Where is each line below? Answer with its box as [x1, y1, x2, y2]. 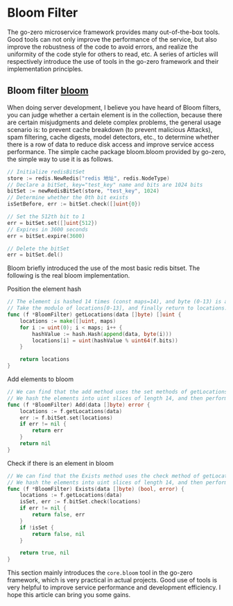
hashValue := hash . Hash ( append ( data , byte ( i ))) [32, 330, 172, 337]
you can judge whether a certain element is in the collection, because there [7, 110, 223, 119]
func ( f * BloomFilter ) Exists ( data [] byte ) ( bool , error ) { [7, 485, 185, 492]
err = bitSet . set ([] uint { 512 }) [7, 219, 98, 226]
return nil [19, 440, 51, 447]
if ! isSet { [19, 524, 54, 531]
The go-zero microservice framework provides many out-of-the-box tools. [7, 28, 221, 36]
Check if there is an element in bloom [7, 459, 114, 467]
